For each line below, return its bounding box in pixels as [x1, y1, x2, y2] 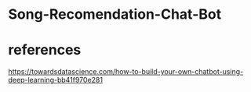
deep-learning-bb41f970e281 [8, 76, 104, 85]
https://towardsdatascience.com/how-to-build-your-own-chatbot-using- [8, 67, 244, 76]
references [8, 41, 82, 59]
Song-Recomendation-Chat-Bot [8, 5, 222, 23]
